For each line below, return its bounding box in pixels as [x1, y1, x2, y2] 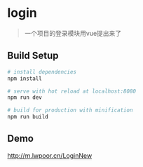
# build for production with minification [7, 107, 133, 114]
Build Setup [7, 50, 59, 62]
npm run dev [7, 94, 42, 101]
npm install [7, 75, 42, 82]
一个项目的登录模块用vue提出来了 [24, 29, 122, 37]
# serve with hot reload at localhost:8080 [7, 88, 137, 95]
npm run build [7, 114, 49, 121]
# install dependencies [7, 68, 77, 75]
